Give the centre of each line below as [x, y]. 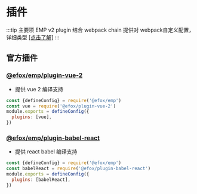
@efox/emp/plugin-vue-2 [44, 75]
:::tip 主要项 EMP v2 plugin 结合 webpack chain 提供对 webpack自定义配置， [100, 30]
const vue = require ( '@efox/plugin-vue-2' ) [61, 106]
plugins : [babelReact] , [41, 180]
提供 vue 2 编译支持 [39, 89]
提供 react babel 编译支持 [46, 152]
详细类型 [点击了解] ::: [33, 37]
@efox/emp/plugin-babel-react [53, 138]
